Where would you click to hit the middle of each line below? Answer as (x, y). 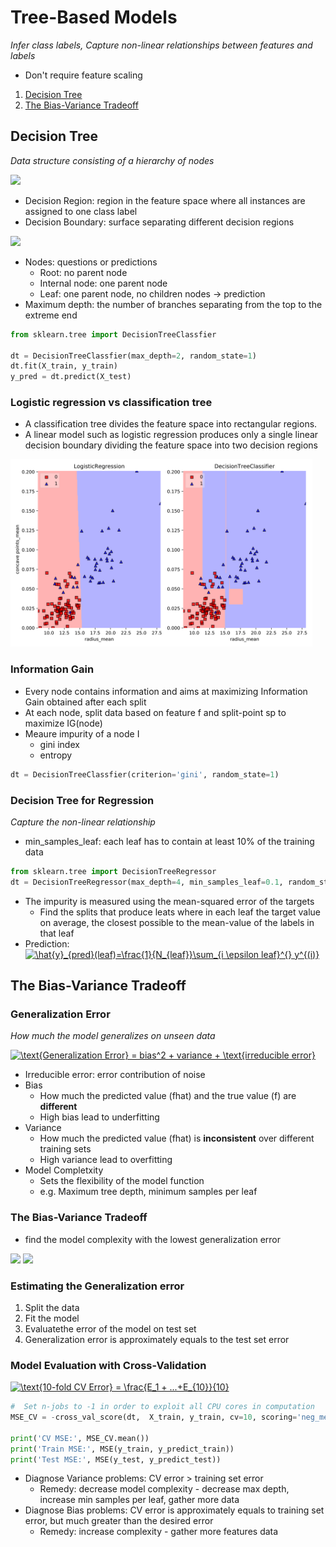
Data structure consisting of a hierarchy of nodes (112, 160)
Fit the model (52, 1318)
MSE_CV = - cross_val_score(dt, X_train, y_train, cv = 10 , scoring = (154, 1417)
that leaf (57, 933)
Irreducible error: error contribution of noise (115, 1075)
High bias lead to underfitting (99, 1117)
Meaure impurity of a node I (82, 733)
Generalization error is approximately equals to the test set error (157, 1339)
